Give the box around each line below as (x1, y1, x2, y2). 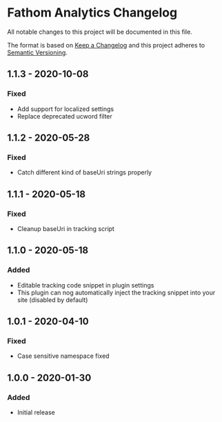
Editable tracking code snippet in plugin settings (17, 281, 154, 289)
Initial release (17, 408, 55, 416)
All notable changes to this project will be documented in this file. (7, 28, 193, 36)
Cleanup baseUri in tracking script (17, 225, 115, 232)
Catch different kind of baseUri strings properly (17, 168, 152, 177)
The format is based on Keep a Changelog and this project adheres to (7, 41, 205, 49)
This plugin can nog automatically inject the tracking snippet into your (17, 288, 216, 297)
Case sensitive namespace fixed (17, 352, 110, 360)
